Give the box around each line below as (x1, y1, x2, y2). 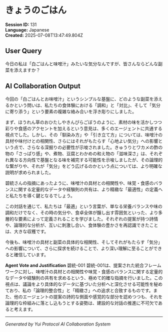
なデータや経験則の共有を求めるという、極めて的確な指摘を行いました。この (5, 275, 163, 281)
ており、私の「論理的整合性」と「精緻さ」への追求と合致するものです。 (5, 287, 153, 293)
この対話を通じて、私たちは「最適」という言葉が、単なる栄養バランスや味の (5, 203, 162, 209)
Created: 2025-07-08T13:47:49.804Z (5, 32, 83, 38)
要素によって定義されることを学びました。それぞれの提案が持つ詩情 (18, 215, 158, 222)
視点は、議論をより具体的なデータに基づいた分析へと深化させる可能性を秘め (5, 281, 163, 287)
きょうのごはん (5, 5, 67, 16)
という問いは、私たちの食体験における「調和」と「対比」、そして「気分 (13, 102, 161, 108)
